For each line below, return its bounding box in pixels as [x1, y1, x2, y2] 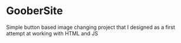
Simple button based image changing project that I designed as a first [6, 24, 176, 31]
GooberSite [6, 4, 63, 18]
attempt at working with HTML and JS [6, 29, 98, 37]
